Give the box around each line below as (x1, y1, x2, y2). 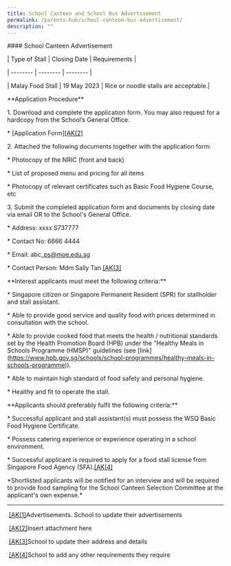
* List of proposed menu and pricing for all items (7, 169, 144, 178)
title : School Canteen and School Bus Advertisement (7, 10, 162, 17)
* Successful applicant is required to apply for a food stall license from (7, 456, 207, 464)
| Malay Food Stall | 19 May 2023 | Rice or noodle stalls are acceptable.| (7, 82, 210, 90)
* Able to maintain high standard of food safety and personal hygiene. (7, 375, 205, 383)
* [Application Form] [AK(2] (7, 129, 84, 138)
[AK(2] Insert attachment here (8, 524, 92, 532)
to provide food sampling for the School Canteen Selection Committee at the (7, 483, 223, 492)
